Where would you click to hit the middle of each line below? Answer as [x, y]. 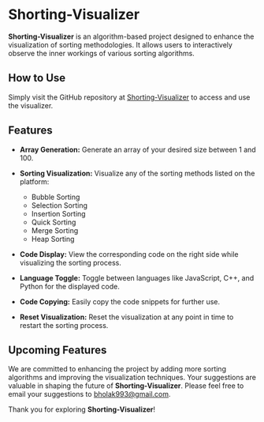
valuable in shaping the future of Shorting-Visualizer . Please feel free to [126, 386]
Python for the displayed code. [70, 286]
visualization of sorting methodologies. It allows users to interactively [120, 44]
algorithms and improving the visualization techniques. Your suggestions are [132, 378]
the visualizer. [31, 105]
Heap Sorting [53, 239]
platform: [34, 181]
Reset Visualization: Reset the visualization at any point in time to [126, 317]
